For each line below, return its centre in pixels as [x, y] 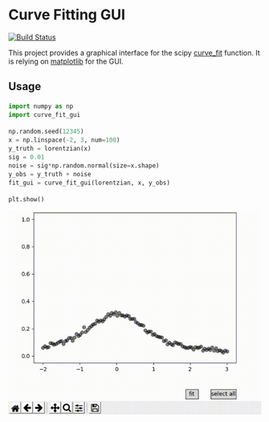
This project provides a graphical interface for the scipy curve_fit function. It [134, 52]
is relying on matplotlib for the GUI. [66, 61]
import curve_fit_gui [45, 114]
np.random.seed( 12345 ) [46, 132]
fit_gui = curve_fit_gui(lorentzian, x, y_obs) [90, 183]
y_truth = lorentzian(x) [50, 149]
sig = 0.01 [26, 157]
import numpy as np [41, 106]
